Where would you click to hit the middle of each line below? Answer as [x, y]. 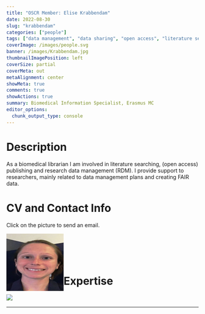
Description [37, 147]
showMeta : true [26, 84]
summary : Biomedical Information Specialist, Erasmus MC [80, 103]
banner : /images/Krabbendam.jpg [47, 52]
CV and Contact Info [59, 208]
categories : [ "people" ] [37, 32]
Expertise [88, 281]
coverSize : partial [31, 64]
